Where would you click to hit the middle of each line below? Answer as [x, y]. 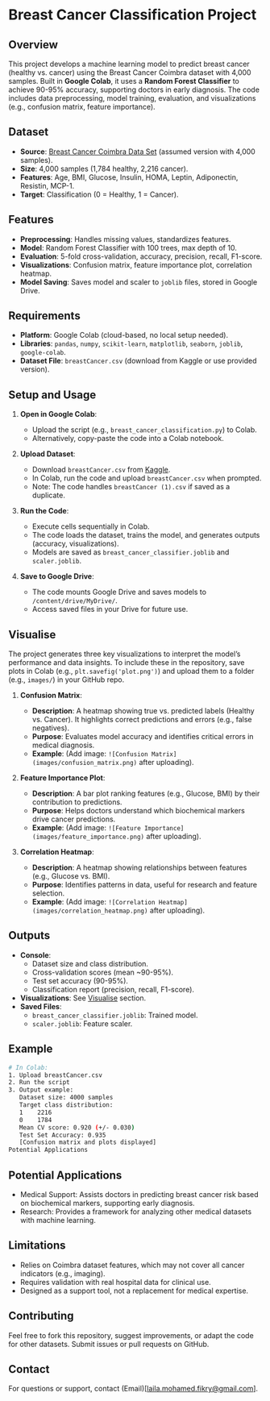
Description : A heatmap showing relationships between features [139, 867]
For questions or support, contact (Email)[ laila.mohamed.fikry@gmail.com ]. [133, 1389]
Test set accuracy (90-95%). [80, 980]
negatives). [51, 728]
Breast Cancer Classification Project [133, 15]
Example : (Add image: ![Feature [86, 828]
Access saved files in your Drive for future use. [110, 609]
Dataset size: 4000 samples [66, 1098]
